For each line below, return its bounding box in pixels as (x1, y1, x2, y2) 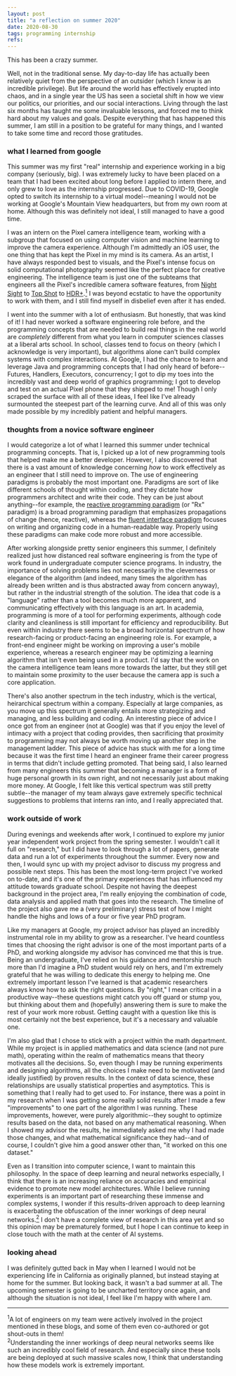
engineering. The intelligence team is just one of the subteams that (7, 273, 201, 282)
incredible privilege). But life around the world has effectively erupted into (7, 84, 221, 93)
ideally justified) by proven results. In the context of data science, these (7, 1073, 214, 1082)
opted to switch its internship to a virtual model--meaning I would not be (7, 192, 216, 201)
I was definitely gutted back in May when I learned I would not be (7, 1264, 196, 1272)
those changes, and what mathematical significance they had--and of (7, 1133, 209, 1141)
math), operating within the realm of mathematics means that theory (7, 1051, 205, 1059)
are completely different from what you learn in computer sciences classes (7, 333, 224, 341)
